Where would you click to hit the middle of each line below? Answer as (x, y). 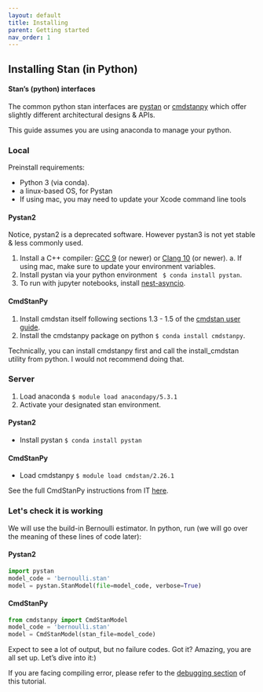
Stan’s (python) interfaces (52, 89)
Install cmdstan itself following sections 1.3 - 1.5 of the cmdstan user (130, 319)
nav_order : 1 (29, 37)
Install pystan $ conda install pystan (81, 440)
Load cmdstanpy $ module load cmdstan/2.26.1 (97, 475)
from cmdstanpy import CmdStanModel (68, 620)
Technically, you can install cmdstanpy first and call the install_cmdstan (124, 351)
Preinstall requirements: (46, 168)
